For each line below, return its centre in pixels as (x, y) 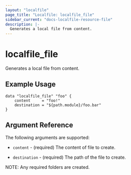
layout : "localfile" (27, 10)
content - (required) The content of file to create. (64, 147)
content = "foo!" (37, 101)
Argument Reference (39, 125)
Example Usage (31, 84)
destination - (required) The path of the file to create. (69, 157)
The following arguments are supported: (48, 137)
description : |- (22, 24)
